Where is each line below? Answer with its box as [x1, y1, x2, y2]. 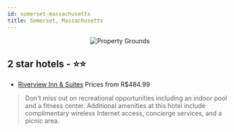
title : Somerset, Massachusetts [7, 17, 103, 24]
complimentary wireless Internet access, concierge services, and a [24, 109, 223, 118]
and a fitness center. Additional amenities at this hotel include [24, 101, 205, 110]
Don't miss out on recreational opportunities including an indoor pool [24, 94, 228, 103]
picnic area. [24, 116, 60, 125]
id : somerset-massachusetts [7, 10, 91, 18]
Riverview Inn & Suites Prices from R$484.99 [17, 80, 151, 89]
